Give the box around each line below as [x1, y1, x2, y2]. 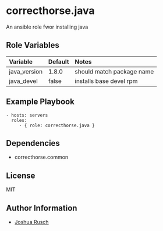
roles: [11, 117, 27, 123]
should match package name [75, 67, 154, 75]
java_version [9, 67, 42, 75]
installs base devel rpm [75, 77, 138, 85]
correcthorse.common [14, 153, 69, 161]
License [6, 170, 36, 180]
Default [48, 57, 69, 65]
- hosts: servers [6, 112, 48, 118]
